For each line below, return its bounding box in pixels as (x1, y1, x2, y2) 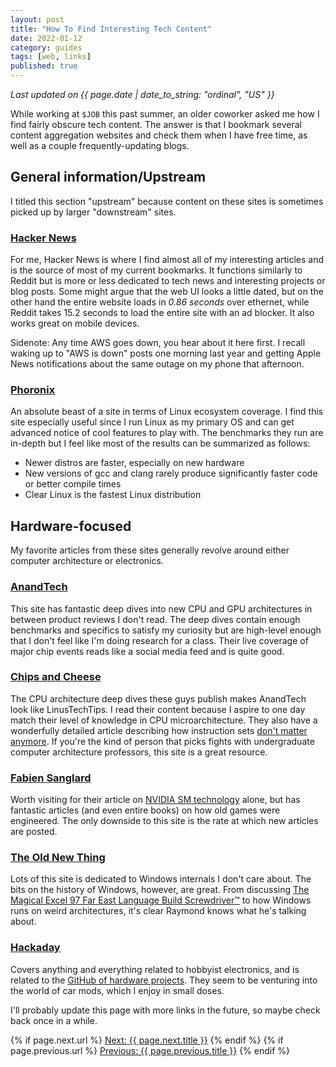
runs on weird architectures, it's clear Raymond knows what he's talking (10, 905, 307, 917)
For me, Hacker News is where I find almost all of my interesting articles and (10, 254, 325, 266)
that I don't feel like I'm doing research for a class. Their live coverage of (10, 634, 309, 646)
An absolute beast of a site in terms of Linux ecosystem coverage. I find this (10, 406, 324, 418)
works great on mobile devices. (10, 317, 140, 330)
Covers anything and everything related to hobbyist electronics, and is (10, 963, 300, 975)
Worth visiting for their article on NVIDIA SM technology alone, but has (10, 794, 301, 806)
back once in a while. (10, 1014, 98, 1026)
